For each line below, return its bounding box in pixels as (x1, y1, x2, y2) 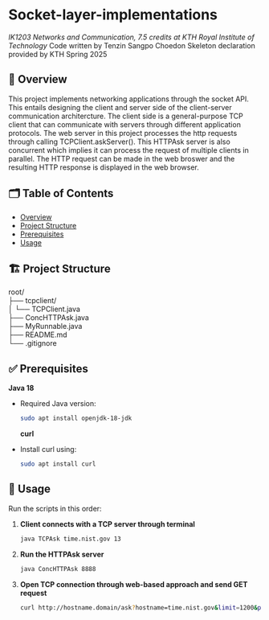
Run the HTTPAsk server (19, 549, 104, 559)
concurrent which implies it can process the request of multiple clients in (8, 145, 249, 154)
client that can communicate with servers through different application (8, 119, 241, 129)
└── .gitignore (8, 339, 58, 348)
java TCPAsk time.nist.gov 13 (19, 535, 122, 543)
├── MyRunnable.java (8, 322, 83, 331)
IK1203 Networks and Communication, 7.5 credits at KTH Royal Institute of (8, 32, 255, 42)
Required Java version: (19, 399, 96, 409)
